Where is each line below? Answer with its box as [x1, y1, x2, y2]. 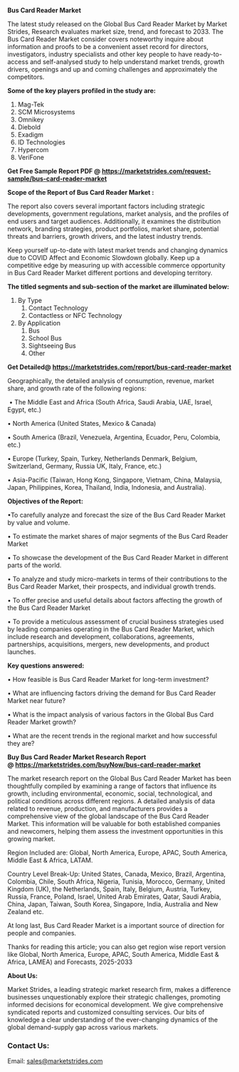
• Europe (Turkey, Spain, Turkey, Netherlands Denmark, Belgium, [7, 454, 198, 463]
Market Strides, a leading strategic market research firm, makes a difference [7, 985, 231, 994]
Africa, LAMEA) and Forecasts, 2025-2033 [7, 958, 133, 966]
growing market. [7, 835, 55, 843]
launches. [7, 648, 36, 656]
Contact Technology [28, 304, 88, 312]
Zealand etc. [7, 908, 44, 916]
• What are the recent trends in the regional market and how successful [7, 731, 218, 740]
